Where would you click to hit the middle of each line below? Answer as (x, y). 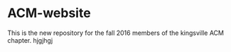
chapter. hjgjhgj (30, 40)
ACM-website (49, 13)
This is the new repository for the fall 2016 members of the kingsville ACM (116, 33)
